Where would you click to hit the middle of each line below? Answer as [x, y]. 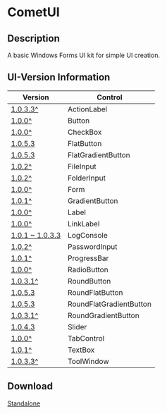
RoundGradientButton [104, 315]
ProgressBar [88, 258]
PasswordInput [93, 246]
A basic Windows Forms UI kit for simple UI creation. [84, 55]
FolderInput [87, 178]
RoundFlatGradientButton [110, 304]
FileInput [82, 166]
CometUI [33, 12]
